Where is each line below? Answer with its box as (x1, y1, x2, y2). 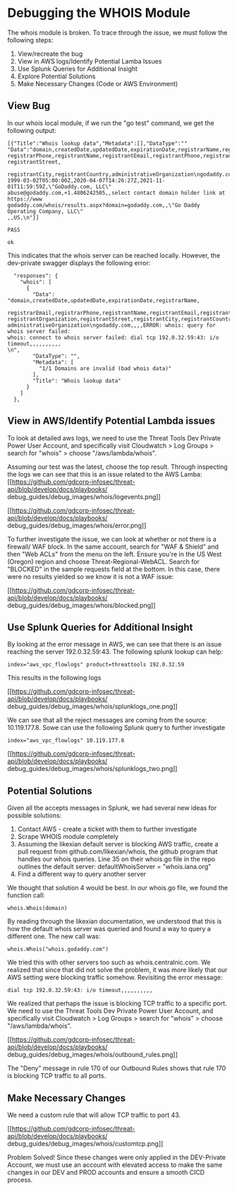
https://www (7, 196, 42, 203)
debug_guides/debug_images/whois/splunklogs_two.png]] (7, 765, 178, 773)
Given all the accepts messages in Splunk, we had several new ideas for (7, 803, 217, 813)
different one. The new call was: (7, 932, 101, 940)
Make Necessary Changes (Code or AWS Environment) (17, 79, 178, 88)
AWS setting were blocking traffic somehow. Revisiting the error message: (7, 973, 223, 982)
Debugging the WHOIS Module (7, 5, 190, 21)
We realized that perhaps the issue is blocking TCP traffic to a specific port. (7, 999, 227, 1007)
